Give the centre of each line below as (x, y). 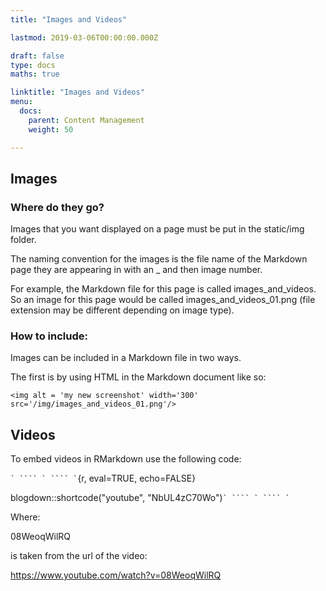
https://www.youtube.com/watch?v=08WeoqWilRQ (116, 575)
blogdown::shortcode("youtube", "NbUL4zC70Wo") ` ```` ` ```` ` (150, 498)
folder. (23, 240)
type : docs (33, 65)
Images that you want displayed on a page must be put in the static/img (157, 229)
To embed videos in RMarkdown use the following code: (126, 459)
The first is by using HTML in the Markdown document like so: (138, 377)
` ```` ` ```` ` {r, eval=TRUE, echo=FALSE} (103, 478)
